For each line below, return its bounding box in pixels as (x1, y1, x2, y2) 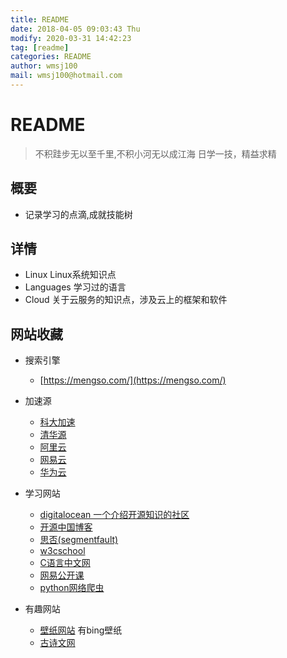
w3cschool (39, 545, 86, 557)
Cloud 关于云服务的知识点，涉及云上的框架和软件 (24, 294, 228, 306)
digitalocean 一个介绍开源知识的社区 (39, 509, 190, 521)
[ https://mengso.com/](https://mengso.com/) (39, 374, 227, 386)
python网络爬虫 (39, 582, 105, 594)
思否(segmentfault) (39, 534, 119, 546)
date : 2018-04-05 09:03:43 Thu (10, 24, 141, 34)
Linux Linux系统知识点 (24, 269, 117, 281)
